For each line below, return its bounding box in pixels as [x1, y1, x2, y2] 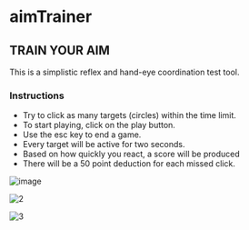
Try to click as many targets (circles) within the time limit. [22, 110, 236, 121]
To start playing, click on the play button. [22, 120, 175, 131]
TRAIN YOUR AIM [9, 43, 111, 58]
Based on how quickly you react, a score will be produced [22, 148, 240, 160]
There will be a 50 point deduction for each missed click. [22, 158, 236, 169]
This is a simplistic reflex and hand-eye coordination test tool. [9, 66, 240, 77]
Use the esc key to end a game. [22, 129, 142, 140]
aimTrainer [9, 6, 93, 27]
